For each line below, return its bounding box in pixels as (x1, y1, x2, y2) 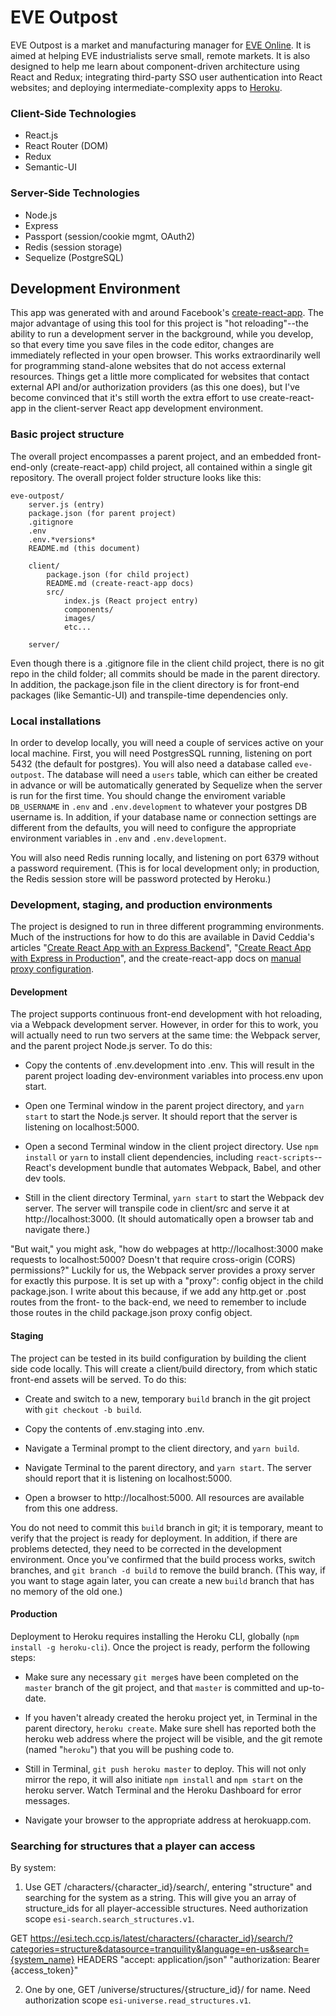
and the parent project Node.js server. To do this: (10, 1040, 213, 1052)
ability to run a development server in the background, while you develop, (10, 328, 314, 340)
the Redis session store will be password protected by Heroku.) (10, 872, 272, 885)
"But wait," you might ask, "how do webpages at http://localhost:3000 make (10, 1243, 324, 1255)
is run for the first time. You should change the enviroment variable (10, 789, 286, 801)
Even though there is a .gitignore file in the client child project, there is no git (10, 657, 325, 669)
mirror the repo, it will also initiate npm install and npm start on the (24, 1773, 303, 1785)
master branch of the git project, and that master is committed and (24, 1681, 297, 1693)
